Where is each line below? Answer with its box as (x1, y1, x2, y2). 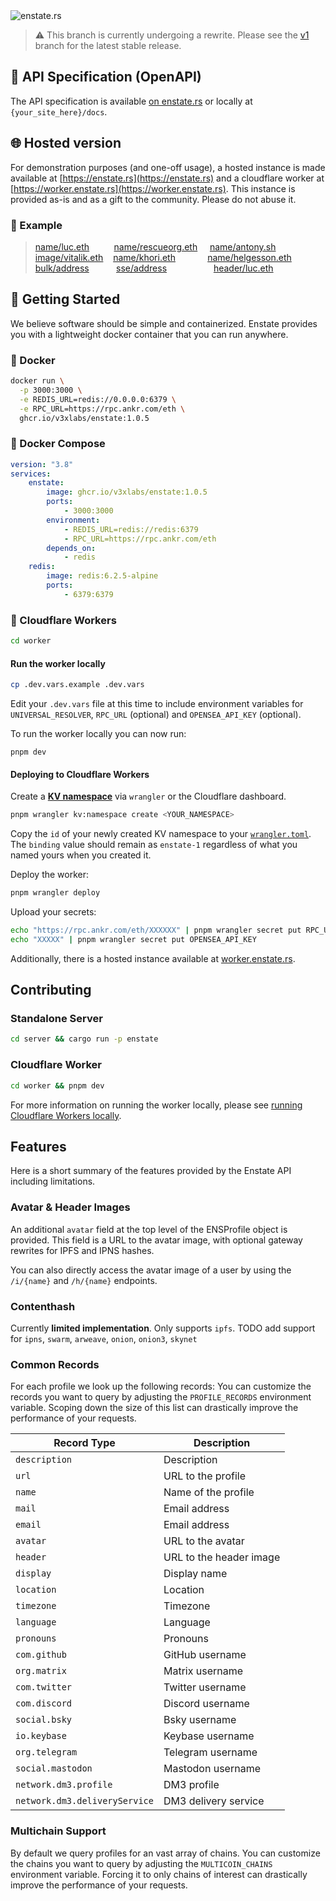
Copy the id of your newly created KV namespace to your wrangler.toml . (10, 828, 312, 840)
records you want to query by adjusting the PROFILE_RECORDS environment (10, 1391, 312, 1403)
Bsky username (163, 1713, 237, 1727)
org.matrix (15, 1665, 67, 1677)
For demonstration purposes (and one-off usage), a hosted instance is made (10, 161, 326, 173)
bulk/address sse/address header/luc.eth (34, 262, 274, 274)
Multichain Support (10, 1824, 107, 1838)
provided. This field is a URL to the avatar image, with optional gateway (10, 1234, 303, 1246)
